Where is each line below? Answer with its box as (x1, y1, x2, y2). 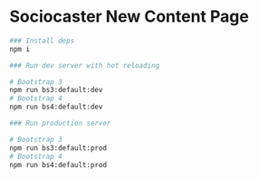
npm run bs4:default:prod (9, 160, 107, 169)
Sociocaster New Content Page (9, 6, 249, 27)
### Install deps (9, 36, 75, 45)
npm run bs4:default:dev (9, 102, 103, 112)
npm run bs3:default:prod (9, 143, 107, 153)
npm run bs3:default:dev (9, 86, 103, 95)
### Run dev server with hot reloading (9, 61, 160, 70)
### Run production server (9, 119, 111, 128)
